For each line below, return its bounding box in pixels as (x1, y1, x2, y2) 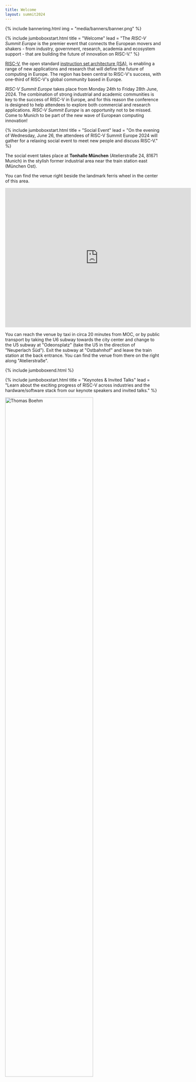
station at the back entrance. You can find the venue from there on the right (5, 352, 159, 358)
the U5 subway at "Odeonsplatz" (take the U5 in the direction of (5, 342, 136, 347)
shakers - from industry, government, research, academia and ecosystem (5, 46, 155, 52)
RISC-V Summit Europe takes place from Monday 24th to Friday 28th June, (5, 86, 158, 92)
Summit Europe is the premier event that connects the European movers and (5, 40, 161, 46)
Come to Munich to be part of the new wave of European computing (5, 112, 145, 118)
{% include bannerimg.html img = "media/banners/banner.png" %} (5, 25, 142, 31)
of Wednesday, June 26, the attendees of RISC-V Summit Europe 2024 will (5, 132, 158, 138)
